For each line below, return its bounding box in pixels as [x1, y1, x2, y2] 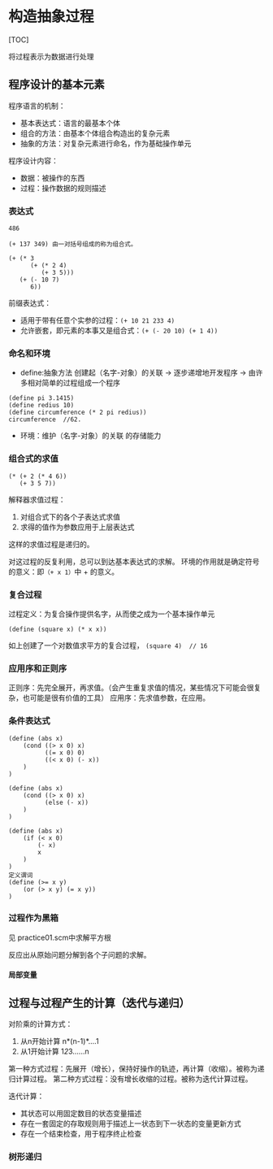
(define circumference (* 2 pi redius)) [8, 408, 148, 417]
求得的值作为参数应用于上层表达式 [19, 522, 135, 532]
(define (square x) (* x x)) [8, 625, 107, 633]
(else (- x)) [44, 798, 89, 806]
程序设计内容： [8, 155, 58, 165]
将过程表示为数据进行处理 [8, 51, 94, 61]
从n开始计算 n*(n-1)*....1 [19, 1036, 99, 1046]
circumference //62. [8, 415, 82, 424]
